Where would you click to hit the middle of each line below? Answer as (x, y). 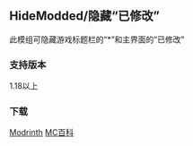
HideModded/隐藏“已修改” (84, 16)
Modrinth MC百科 (42, 133)
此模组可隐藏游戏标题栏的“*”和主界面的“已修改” (97, 39)
